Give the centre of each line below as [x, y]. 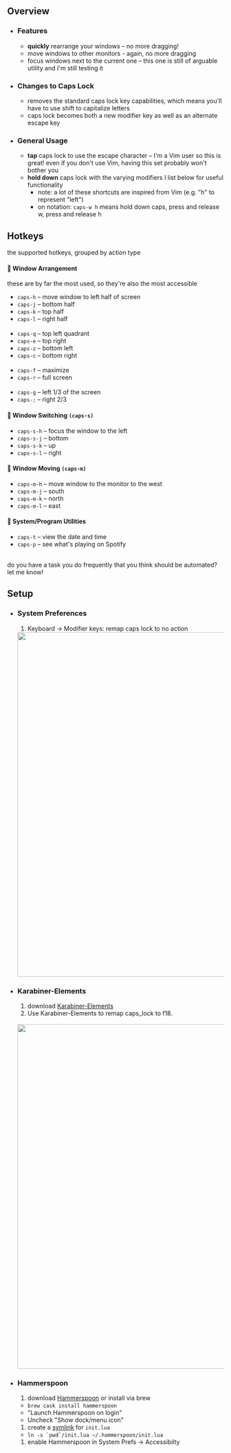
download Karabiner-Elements [70, 1006]
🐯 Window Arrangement [42, 268]
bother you [43, 170]
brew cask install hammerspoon [72, 1406]
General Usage [42, 141]
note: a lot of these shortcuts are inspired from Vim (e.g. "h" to [126, 192]
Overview [29, 11]
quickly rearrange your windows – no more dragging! [103, 46]
